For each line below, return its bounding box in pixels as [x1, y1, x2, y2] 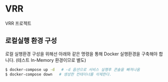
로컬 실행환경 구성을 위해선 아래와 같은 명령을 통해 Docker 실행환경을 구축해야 [5, 51, 158, 57]
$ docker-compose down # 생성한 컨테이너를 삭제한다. [5, 71, 112, 77]
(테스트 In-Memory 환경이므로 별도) [16, 57, 86, 63]
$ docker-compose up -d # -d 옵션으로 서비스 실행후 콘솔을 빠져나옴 [5, 67, 140, 72]
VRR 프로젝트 [5, 20, 32, 26]
